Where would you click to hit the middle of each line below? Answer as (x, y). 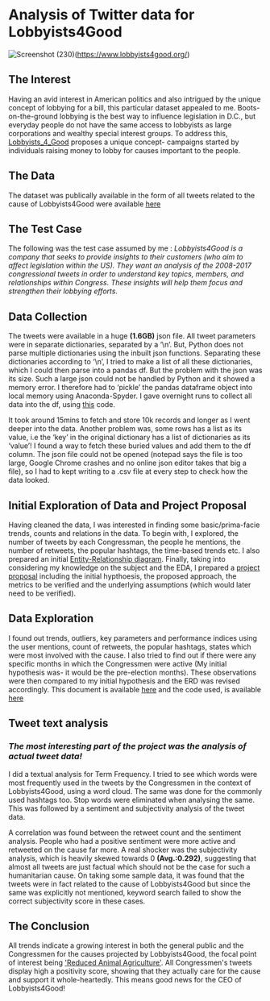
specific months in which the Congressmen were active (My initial (118, 663)
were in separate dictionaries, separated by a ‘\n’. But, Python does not (126, 345)
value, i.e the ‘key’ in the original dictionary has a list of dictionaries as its (129, 438)
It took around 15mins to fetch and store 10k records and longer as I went (129, 420)
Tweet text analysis (58, 723)
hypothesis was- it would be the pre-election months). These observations (132, 672)
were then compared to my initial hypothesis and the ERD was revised (124, 681)
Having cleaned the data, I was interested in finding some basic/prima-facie (134, 525)
